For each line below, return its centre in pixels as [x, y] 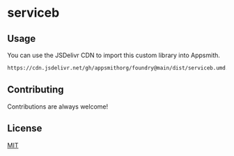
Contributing [36, 89]
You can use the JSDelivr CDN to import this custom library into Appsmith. [114, 55]
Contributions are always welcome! [58, 107]
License [25, 128]
